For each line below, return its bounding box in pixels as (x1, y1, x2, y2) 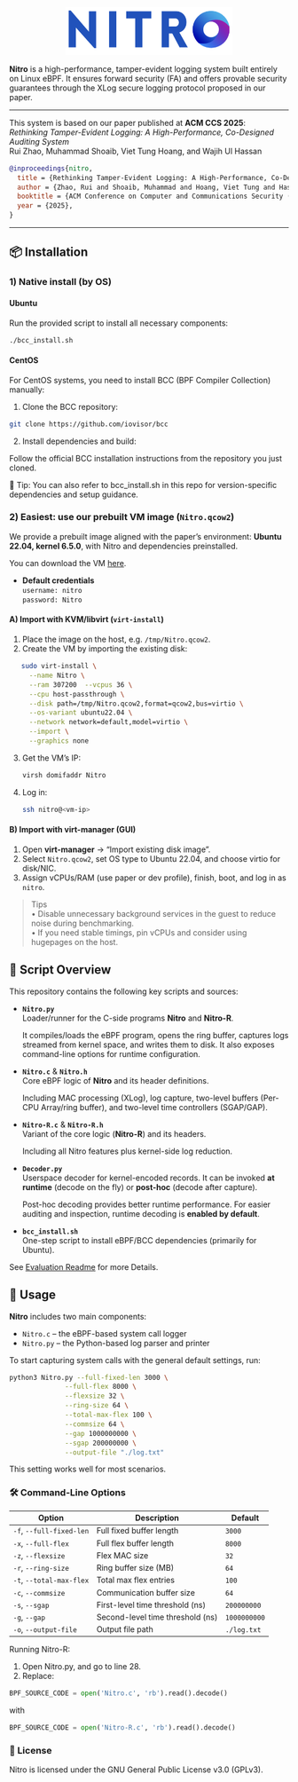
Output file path (96, 1624, 153, 1635)
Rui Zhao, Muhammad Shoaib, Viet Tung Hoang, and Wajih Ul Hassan (9, 146, 263, 156)
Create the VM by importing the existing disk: (21, 643, 188, 654)
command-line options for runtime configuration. (21, 1048, 201, 1059)
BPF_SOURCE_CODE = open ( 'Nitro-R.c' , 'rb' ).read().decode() (9, 1723, 237, 1732)
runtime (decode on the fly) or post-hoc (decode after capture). (21, 1181, 258, 1192)
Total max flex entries (96, 1574, 176, 1586)
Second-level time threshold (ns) (96, 1612, 218, 1622)
